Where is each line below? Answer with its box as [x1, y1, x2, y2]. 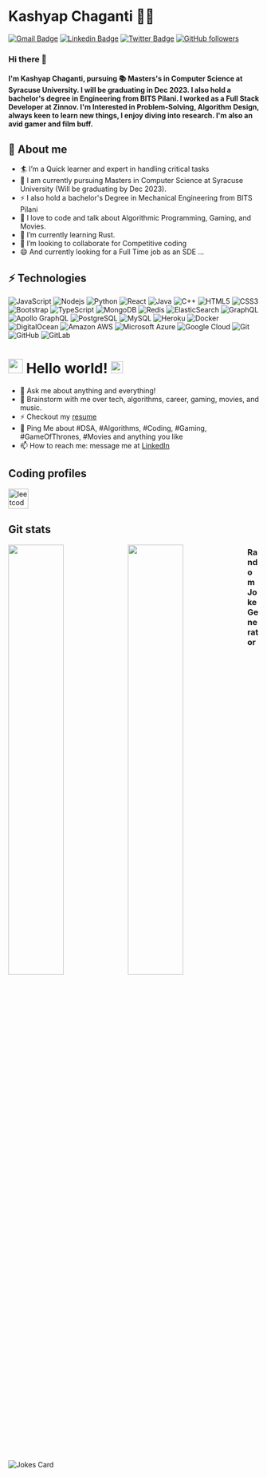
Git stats [8, 523, 52, 536]
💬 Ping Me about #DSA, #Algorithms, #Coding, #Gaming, [19, 424, 207, 433]
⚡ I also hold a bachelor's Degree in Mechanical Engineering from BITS [19, 193, 253, 203]
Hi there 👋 [8, 54, 48, 65]
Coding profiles [8, 467, 87, 480]
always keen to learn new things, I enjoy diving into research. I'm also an [8, 111, 253, 121]
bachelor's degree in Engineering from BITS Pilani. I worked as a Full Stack [8, 94, 260, 103]
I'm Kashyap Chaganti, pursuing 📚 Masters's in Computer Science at [8, 74, 243, 83]
